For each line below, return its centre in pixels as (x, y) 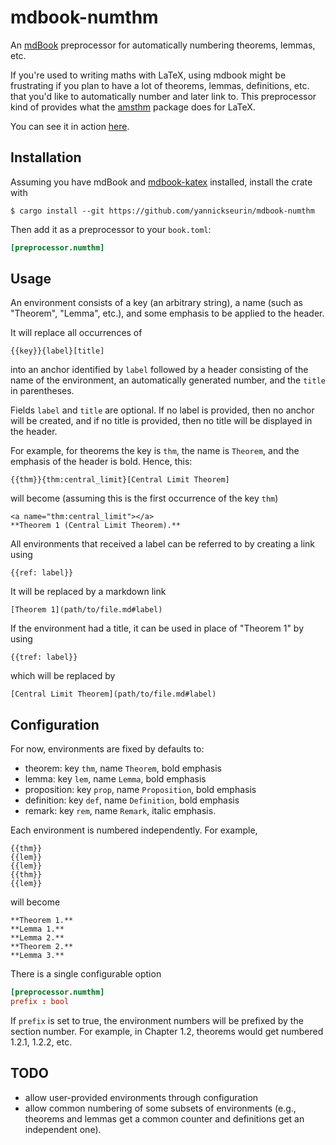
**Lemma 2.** (37, 938)
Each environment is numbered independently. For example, (134, 830)
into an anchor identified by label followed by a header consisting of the (159, 370)
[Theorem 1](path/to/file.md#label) (86, 610)
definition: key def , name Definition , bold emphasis (132, 800)
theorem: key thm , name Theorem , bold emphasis (123, 768)
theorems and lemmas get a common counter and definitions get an (164, 1118)
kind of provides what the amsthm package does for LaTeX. (133, 107)
